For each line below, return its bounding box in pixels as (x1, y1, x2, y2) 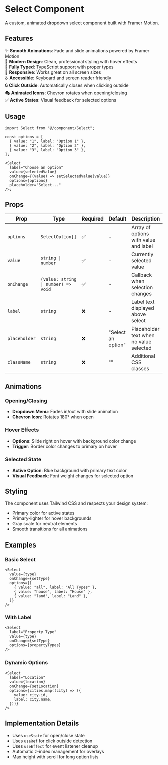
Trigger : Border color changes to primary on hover (12, 443, 117, 450)
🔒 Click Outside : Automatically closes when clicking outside (5, 82, 129, 88)
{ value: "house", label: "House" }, (14, 589, 93, 594)
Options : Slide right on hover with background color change (12, 438, 136, 444)
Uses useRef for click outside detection (12, 738, 93, 744)
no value (131, 338, 152, 345)
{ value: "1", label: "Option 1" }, (9, 139, 86, 144)
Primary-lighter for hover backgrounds (12, 515, 92, 521)
